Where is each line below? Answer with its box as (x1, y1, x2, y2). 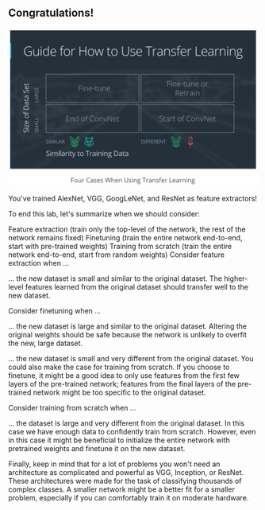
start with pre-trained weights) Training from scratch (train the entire (8, 241, 232, 251)
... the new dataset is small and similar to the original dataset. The (8, 274, 222, 283)
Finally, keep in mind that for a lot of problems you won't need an (8, 459, 221, 469)
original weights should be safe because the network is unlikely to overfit (8, 329, 248, 339)
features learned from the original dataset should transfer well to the (25, 282, 248, 291)
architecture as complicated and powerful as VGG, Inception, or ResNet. (8, 467, 244, 477)
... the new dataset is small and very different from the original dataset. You (8, 353, 254, 363)
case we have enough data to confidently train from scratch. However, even (8, 426, 256, 436)
